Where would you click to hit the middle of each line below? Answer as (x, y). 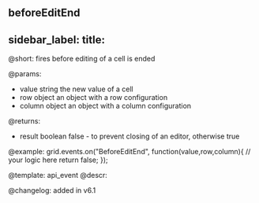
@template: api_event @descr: (58, 175)
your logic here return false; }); (58, 160)
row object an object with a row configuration (94, 98)
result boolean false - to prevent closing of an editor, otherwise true (129, 136)
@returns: (24, 121)
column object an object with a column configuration (105, 106)
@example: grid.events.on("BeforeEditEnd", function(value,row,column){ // (129, 152)
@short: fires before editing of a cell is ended (82, 59)
